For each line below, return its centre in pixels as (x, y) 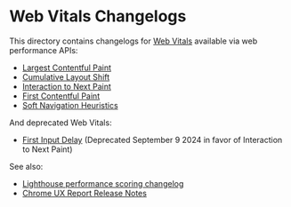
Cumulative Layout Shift (66, 76)
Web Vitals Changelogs (98, 16)
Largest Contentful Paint (67, 68)
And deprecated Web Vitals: (61, 123)
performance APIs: (44, 50)
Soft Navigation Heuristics (70, 105)
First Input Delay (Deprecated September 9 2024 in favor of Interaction (152, 139)
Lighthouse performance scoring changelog (103, 183)
